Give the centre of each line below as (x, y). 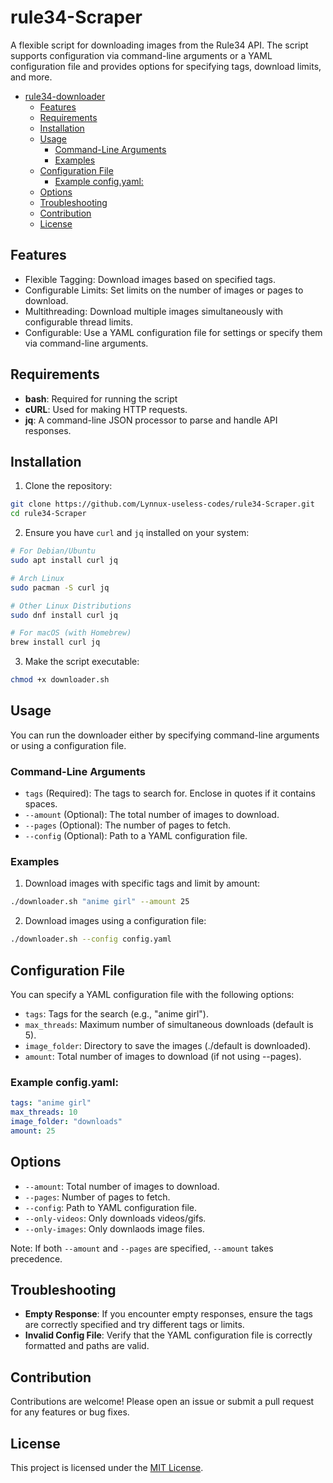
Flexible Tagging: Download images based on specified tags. (150, 279)
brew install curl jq (55, 642)
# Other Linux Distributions (71, 606)
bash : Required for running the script (101, 398)
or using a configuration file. (68, 745)
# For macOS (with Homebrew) (71, 633)
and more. (31, 77)
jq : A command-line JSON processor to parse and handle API (151, 420)
